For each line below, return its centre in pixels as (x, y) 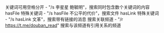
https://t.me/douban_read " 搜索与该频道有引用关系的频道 (63, 25)
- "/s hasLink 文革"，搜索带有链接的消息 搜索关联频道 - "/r (64, 19)
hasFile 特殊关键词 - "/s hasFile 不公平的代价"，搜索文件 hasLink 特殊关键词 (82, 13)
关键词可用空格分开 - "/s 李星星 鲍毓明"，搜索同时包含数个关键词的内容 (77, 7)
